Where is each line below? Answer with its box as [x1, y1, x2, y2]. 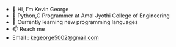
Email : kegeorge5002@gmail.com [12, 34, 99, 41]
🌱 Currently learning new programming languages [12, 19, 139, 25]
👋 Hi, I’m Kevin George [12, 6, 69, 13]
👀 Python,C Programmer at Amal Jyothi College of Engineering [12, 12, 170, 19]
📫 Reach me [12, 25, 45, 33]
